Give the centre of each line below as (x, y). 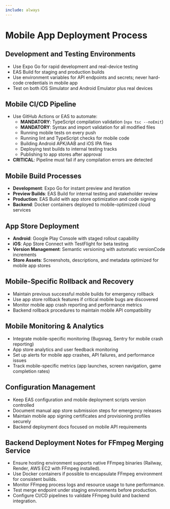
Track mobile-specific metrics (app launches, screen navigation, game (87, 365)
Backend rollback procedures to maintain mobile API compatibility (82, 310)
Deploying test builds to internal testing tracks (69, 149)
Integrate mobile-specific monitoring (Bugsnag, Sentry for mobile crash (88, 338)
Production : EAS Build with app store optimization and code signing (84, 199)
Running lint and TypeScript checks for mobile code (75, 138)
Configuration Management (51, 387)
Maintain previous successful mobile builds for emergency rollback (83, 294)
